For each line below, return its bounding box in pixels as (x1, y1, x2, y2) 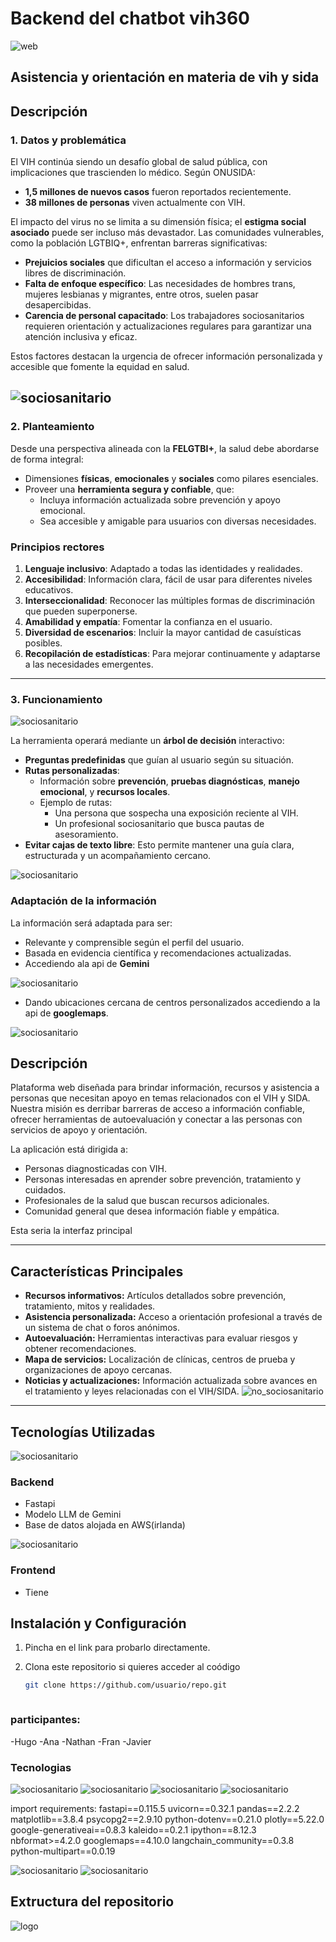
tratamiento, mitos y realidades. (24, 1300, 156, 1312)
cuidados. (24, 1184, 67, 1196)
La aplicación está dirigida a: (10, 1143, 128, 1156)
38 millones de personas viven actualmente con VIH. (24, 197, 246, 209)
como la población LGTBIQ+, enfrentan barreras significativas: (10, 237, 268, 249)
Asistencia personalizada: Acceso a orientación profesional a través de (24, 1311, 323, 1323)
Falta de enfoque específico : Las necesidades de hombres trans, (24, 278, 296, 290)
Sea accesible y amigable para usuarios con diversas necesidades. (39, 515, 317, 527)
